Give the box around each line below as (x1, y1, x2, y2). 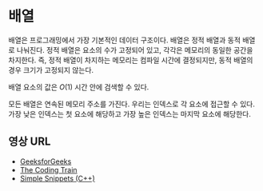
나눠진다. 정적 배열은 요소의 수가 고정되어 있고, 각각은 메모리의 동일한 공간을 (16, 45, 253, 54)
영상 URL (8, 135, 51, 149)
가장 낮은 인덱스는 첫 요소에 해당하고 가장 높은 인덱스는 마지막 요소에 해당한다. (8, 109, 252, 118)
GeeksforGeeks (19, 157, 72, 166)
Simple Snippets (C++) (19, 173, 96, 183)
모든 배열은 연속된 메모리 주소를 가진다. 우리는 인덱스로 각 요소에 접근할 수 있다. (8, 99, 256, 109)
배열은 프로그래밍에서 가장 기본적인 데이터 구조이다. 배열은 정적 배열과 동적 (8, 35, 241, 45)
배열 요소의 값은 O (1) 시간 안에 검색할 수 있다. (8, 82, 149, 92)
